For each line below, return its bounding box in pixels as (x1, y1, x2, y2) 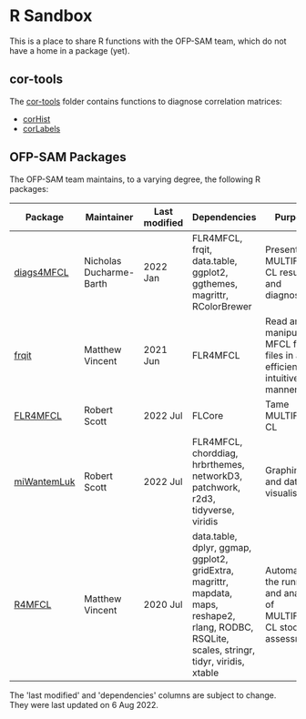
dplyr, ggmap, (191, 541, 252, 553)
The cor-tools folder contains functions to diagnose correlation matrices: (9, 96, 282, 106)
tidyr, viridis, (191, 654, 245, 667)
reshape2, (191, 609, 236, 622)
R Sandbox (9, 5, 93, 26)
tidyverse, (191, 503, 235, 516)
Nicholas (84, 254, 122, 267)
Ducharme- (84, 266, 135, 278)
